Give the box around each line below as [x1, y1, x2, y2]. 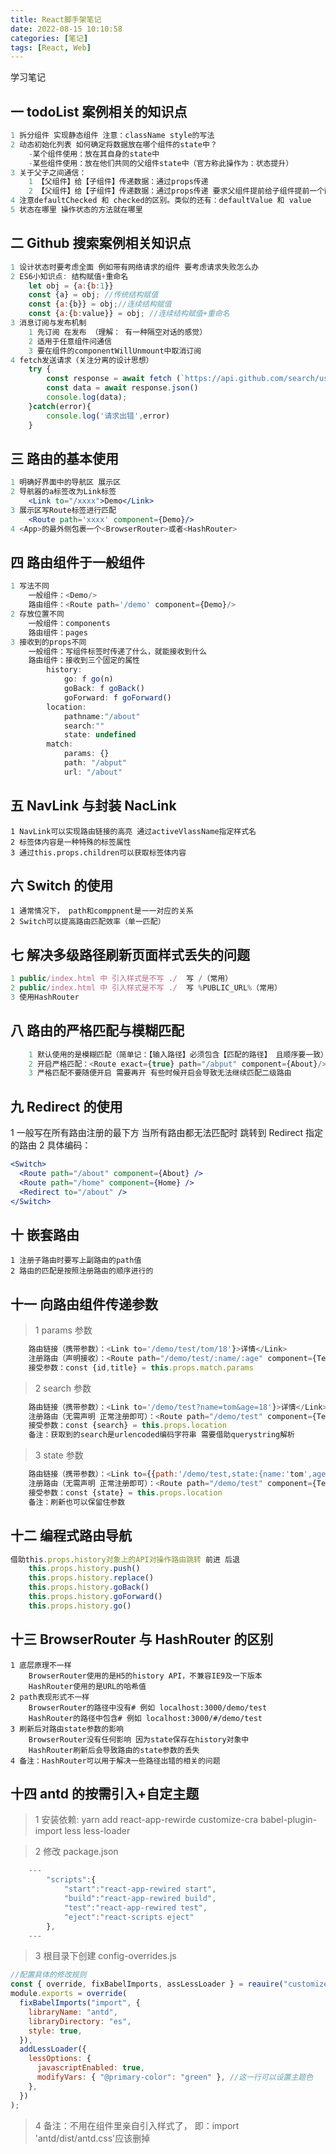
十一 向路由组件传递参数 [10, 1296, 158, 1313]
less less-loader [64, 1825, 131, 1837]
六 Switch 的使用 [10, 877, 114, 894]
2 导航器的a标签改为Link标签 [10, 487, 117, 497]
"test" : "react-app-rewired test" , [63, 1902, 208, 1913]
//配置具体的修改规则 [10, 1970, 87, 1980]
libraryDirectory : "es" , [28, 2016, 132, 2026]
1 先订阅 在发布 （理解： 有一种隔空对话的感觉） [28, 327, 208, 337]
